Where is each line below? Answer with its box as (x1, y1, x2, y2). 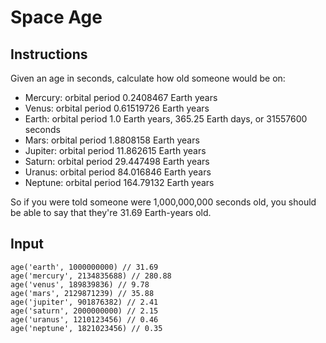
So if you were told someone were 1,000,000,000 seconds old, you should (10, 196, 317, 208)
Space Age (10, 6, 103, 29)
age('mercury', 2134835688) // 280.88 (10, 271, 172, 281)
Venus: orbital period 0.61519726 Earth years (24, 102, 210, 114)
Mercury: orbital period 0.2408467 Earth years (24, 92, 218, 103)
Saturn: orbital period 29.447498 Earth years (24, 156, 210, 167)
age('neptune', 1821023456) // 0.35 (10, 323, 163, 333)
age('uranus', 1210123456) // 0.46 (10, 314, 159, 325)
